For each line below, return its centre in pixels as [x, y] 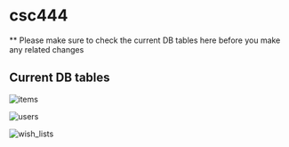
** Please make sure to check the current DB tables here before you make [145, 40]
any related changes [47, 49]
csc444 [39, 16]
